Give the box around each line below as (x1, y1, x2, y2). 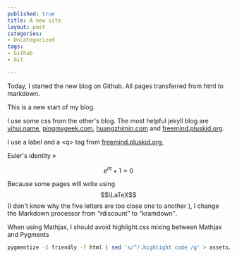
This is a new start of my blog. (7, 103, 95, 111)
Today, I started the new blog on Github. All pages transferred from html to (7, 82, 224, 90)
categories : (7, 30, 42, 37)
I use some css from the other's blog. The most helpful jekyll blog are (7, 116, 209, 125)
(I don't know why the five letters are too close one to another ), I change (7, 202, 219, 210)
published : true (7, 10, 55, 18)
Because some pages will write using (7, 180, 116, 188)
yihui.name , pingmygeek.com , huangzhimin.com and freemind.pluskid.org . (7, 124, 224, 133)
